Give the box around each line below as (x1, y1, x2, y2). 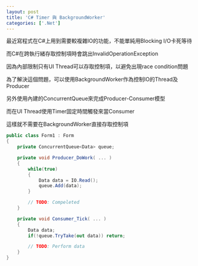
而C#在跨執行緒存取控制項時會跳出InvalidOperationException (6, 50, 159, 57)
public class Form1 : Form (6, 133, 74, 139)
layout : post (6, 8, 39, 15)
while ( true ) (28, 166, 59, 172)
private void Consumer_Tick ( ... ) (17, 215, 107, 222)
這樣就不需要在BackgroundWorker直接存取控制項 (6, 121, 129, 128)
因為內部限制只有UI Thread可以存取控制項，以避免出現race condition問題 (6, 63, 188, 70)
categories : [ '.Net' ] (6, 20, 61, 26)
